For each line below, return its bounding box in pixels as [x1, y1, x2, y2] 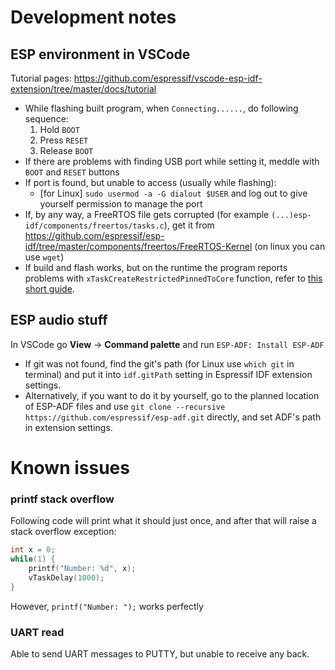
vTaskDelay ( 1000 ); [28, 572, 105, 583]
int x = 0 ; [10, 545, 56, 555]
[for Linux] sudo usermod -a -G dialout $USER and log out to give [39, 187, 308, 199]
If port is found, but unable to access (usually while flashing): [24, 177, 277, 188]
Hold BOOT [39, 124, 80, 135]
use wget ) [24, 251, 65, 263]
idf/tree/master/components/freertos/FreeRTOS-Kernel [24, 241, 253, 252]
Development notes [10, 6, 177, 29]
